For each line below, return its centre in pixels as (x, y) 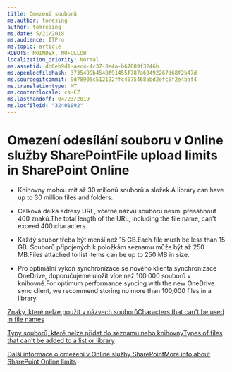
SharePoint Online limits (42, 361)
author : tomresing (34, 27)
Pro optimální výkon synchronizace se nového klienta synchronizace (117, 268)
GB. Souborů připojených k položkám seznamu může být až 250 (111, 247)
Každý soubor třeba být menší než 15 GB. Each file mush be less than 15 (121, 240)
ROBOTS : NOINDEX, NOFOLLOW (47, 54)
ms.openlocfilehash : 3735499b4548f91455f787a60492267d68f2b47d (102, 73)
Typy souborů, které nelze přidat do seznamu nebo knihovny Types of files (115, 333)
